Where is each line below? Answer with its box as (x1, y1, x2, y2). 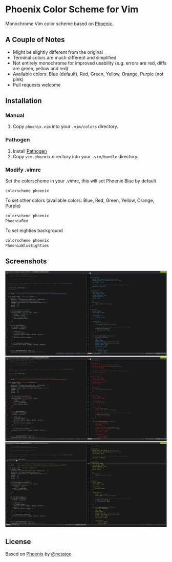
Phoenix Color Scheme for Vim (5, 4, 139, 15)
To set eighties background (5, 227, 63, 234)
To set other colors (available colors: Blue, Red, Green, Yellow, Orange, (5, 197, 155, 203)
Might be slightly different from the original (12, 49, 103, 55)
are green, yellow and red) (12, 65, 69, 71)
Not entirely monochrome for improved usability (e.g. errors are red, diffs (12, 60, 167, 66)
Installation (5, 96, 42, 106)
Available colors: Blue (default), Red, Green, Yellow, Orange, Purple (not (12, 71, 164, 77)
